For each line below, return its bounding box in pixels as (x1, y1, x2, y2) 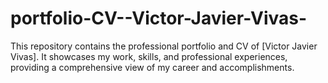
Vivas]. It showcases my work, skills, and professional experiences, (10, 50, 288, 62)
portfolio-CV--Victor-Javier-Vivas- (10, 7, 308, 30)
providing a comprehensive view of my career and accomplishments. (10, 61, 295, 73)
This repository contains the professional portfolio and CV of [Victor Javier (10, 40, 318, 52)
